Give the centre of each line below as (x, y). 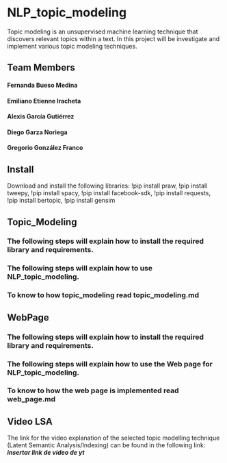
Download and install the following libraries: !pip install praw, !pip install (107, 186)
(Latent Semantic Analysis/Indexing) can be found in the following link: (106, 445)
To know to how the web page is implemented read (93, 390)
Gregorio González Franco (45, 148)
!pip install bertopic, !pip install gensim (61, 201)
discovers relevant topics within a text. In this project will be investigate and (113, 38)
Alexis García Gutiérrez (41, 116)
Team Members (41, 67)
